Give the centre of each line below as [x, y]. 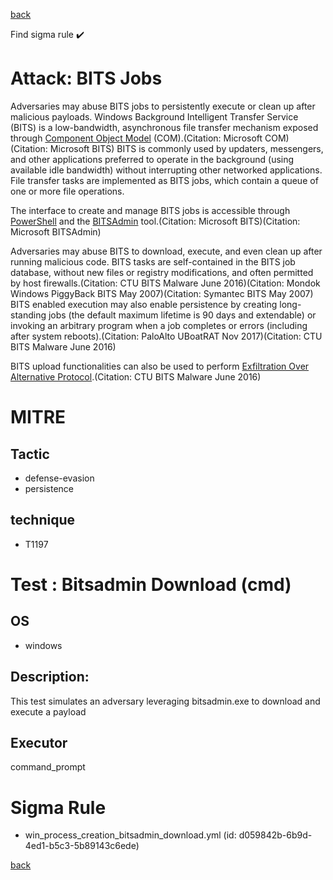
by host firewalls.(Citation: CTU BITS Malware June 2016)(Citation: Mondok [165, 283]
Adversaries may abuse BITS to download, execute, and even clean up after [166, 251]
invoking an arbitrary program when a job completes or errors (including [159, 325]
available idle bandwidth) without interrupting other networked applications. [166, 170]
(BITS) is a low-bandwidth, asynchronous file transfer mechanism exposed [164, 127]
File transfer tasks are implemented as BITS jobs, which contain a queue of [164, 180]
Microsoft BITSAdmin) [56, 231]
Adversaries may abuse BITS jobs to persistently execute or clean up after [163, 106]
